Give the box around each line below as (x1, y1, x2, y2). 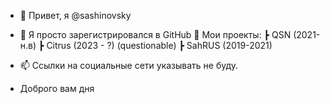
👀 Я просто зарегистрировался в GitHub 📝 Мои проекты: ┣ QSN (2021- (19, 29, 321, 40)
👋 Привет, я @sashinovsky (19, 10, 132, 21)
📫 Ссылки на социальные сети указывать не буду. (19, 60, 239, 71)
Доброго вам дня (19, 83, 95, 94)
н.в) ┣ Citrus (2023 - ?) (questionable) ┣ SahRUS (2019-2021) (19, 40, 273, 51)
